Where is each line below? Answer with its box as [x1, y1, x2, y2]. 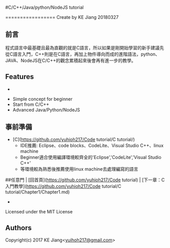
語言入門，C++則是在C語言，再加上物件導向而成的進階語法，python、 [13, 51, 160, 57]
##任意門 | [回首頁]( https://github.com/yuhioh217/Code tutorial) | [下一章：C [5, 177, 165, 183]
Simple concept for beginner [12, 96, 73, 102]
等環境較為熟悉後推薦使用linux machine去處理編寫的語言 [20, 166, 139, 172]
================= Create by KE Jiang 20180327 [5, 14, 119, 20]
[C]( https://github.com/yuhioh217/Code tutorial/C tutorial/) [12, 136, 135, 143]
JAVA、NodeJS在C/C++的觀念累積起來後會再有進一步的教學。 [5, 57, 136, 63]
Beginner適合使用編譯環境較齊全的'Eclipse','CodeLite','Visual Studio [20, 154, 161, 160]
